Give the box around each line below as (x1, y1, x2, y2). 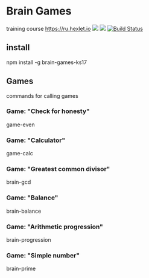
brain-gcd (6, 178, 31, 186)
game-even (6, 121, 35, 128)
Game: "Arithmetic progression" (6, 222, 104, 231)
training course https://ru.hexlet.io (6, 25, 91, 32)
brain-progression (6, 236, 51, 244)
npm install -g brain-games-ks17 (6, 59, 87, 66)
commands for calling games (6, 92, 78, 99)
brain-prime (6, 265, 36, 273)
